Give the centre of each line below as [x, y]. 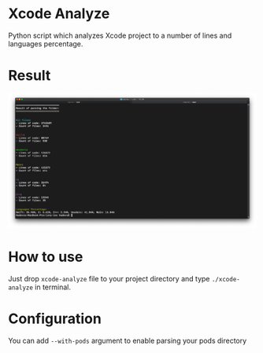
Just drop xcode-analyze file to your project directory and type [109, 279]
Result [30, 76]
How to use [46, 257]
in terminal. [53, 287]
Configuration [55, 319]
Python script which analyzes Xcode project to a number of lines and [120, 35]
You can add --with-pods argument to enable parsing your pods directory [128, 341]
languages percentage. [46, 43]
